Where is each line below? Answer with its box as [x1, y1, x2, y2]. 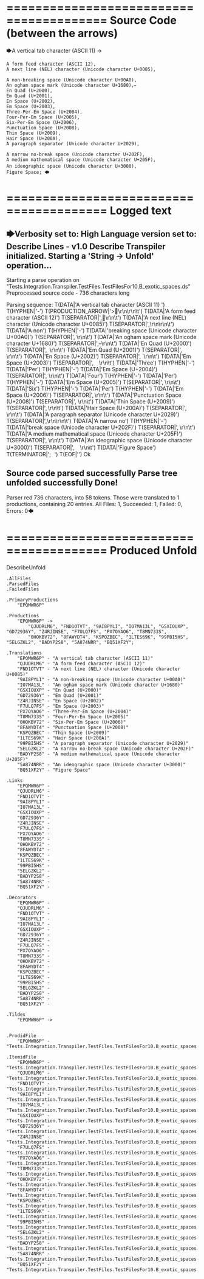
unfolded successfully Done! [6, 478, 118, 488]
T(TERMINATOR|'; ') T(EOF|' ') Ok [6, 450, 91, 458]
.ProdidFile [6, 1032, 36, 1039]
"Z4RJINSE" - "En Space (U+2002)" [17, 698, 104, 704]
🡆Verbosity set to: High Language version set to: [6, 228, 197, 239]
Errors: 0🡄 [6, 507, 34, 514]
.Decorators [6, 894, 36, 900]
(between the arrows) [6, 27, 118, 40]
